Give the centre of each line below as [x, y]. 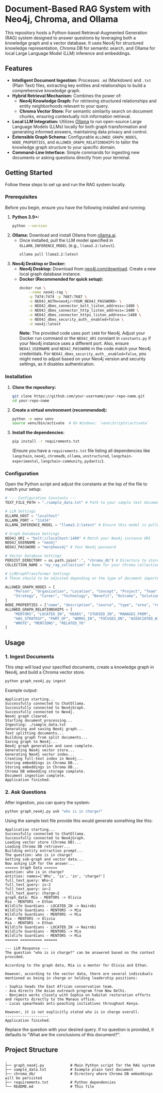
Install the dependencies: [38, 433]
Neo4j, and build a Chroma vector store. [45, 672]
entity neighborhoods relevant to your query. [64, 106]
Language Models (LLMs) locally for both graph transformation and [79, 127]
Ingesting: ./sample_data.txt [36, 724]
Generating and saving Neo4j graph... [44, 729]
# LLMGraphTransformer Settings [38, 574]
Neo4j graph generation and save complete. [50, 746]
